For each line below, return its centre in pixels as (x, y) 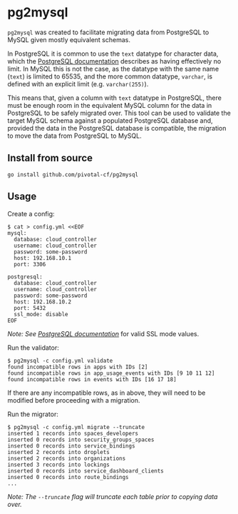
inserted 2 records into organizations (67, 458)
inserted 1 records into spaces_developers (73, 433)
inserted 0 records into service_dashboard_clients (86, 471)
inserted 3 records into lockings (59, 465)
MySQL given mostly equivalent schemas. (69, 39)
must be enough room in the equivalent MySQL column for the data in (110, 105)
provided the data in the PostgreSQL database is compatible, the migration (117, 128)
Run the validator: (33, 348)
